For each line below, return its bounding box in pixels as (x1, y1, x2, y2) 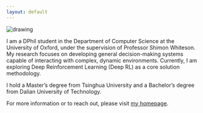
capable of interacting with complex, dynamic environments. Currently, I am (6, 56, 197, 64)
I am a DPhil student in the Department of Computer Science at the (6, 37, 175, 44)
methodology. (6, 69, 42, 77)
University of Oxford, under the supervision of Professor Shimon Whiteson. (6, 44, 196, 51)
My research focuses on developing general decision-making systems (6, 50, 183, 58)
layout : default (6, 9, 48, 15)
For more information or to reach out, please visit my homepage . (6, 100, 169, 107)
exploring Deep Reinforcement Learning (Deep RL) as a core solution (6, 63, 180, 70)
